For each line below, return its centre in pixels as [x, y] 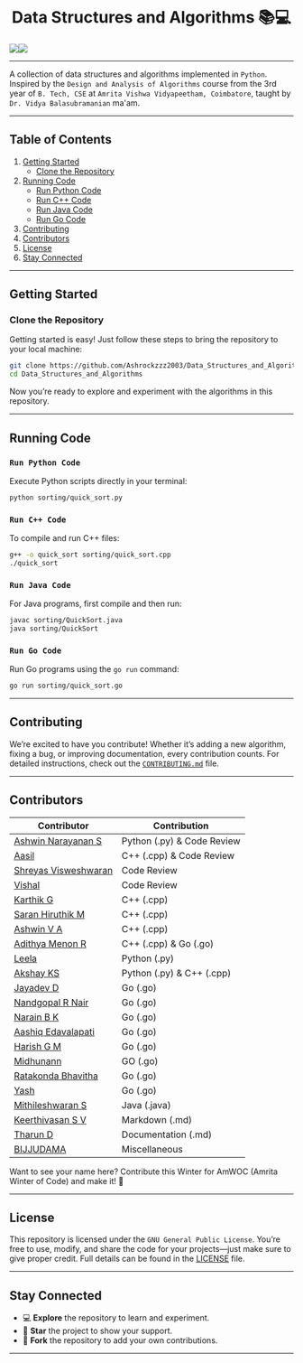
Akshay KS [37, 973]
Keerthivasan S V [50, 1119]
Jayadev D [37, 987]
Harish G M [37, 1046]
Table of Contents [61, 140]
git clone [28, 366]
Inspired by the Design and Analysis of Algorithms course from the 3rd [143, 83]
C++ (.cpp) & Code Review [178, 855]
